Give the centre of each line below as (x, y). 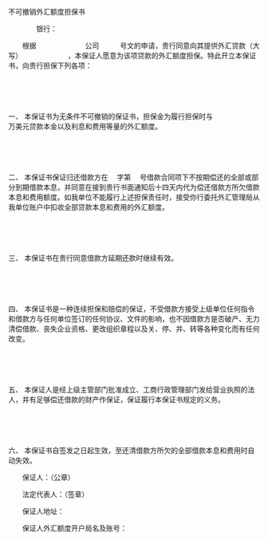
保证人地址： (43, 511)
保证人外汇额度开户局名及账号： (75, 528)
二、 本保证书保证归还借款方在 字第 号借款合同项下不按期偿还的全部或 (130, 177)
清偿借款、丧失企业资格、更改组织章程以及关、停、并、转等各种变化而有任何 (134, 329)
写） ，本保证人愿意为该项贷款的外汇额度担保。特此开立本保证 (132, 55)
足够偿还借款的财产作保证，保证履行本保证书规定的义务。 (130, 400)
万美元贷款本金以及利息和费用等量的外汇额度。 (85, 126)
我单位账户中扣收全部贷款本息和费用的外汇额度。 (89, 207)
